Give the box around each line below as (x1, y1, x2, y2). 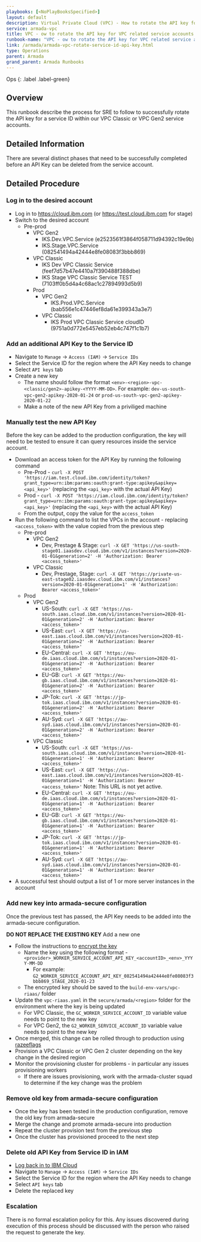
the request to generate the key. (6, 1228, 86, 1235)
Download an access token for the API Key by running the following (14, 456, 181, 463)
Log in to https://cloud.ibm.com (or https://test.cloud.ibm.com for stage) (14, 210, 193, 217)
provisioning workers (14, 1066, 67, 1074)
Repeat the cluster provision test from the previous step (14, 1127, 153, 1134)
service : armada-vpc (6, 25, 58, 32)
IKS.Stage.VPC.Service (41, 242, 99, 249)
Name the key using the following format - (23, 948, 128, 956)
